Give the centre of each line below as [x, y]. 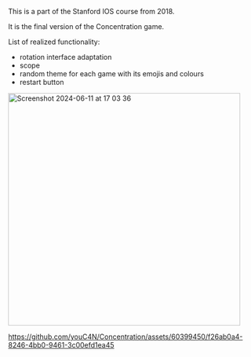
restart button [42, 82]
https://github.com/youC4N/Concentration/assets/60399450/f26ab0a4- [125, 337]
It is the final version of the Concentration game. [86, 26]
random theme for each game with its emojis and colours [111, 74]
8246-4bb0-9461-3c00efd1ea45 [62, 345]
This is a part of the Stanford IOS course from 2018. [91, 11]
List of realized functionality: [54, 42]
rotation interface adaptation [65, 57]
